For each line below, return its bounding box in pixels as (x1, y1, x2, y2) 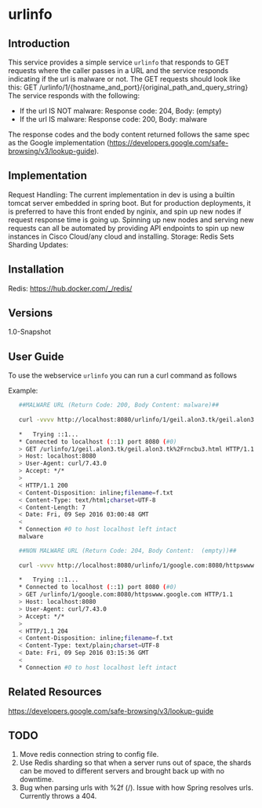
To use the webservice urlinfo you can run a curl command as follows (8, 371, 238, 380)
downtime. (19, 775, 54, 784)
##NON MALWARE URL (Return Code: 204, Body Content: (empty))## (18, 547, 237, 554)
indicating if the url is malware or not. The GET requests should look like (8, 75, 241, 83)
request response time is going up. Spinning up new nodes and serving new (8, 214, 254, 225)
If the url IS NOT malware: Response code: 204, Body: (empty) (19, 106, 222, 115)
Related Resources (8, 686, 102, 699)
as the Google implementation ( (8, 138, 110, 147)
